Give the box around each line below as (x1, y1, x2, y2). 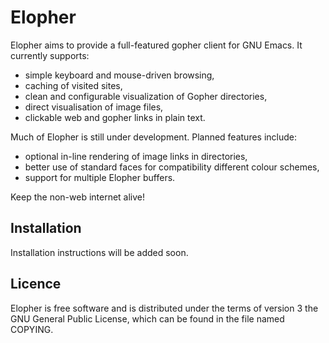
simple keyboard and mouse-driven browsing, (24, 69, 215, 81)
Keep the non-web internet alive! (10, 191, 146, 203)
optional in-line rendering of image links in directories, (24, 150, 248, 162)
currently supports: (10, 49, 90, 61)
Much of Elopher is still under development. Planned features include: (10, 131, 298, 143)
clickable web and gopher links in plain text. (24, 111, 206, 123)
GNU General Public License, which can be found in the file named (10, 312, 285, 325)
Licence (10, 276, 62, 293)
